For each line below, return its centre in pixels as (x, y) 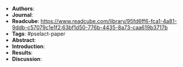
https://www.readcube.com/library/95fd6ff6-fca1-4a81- (109, 21)
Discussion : (27, 59)
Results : (22, 52)
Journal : (22, 15)
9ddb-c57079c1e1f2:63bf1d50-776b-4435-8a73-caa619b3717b (90, 27)
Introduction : (28, 46)
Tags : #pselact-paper (38, 34)
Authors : (23, 9)
